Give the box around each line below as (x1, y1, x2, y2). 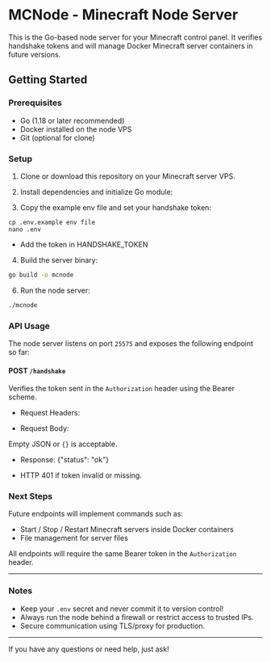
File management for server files (19, 533, 129, 543)
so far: (8, 347, 30, 356)
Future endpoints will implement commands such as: (8, 509, 184, 519)
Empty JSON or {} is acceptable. (8, 439, 118, 449)
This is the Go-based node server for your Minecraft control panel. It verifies (8, 32, 263, 42)
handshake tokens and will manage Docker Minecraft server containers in (8, 40, 253, 50)
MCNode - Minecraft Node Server (8, 6, 239, 24)
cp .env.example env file (8, 218, 95, 226)
